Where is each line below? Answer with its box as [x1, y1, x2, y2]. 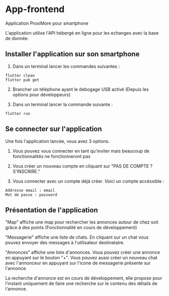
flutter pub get [5, 77, 39, 83]
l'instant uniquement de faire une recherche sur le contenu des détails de [5, 280, 158, 286]
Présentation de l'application [5, 205, 98, 214]
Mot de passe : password [5, 192, 58, 197]
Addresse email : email [5, 188, 55, 193]
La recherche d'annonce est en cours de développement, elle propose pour [5, 275, 162, 281]
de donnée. [5, 35, 29, 41]
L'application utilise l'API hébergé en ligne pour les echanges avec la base [5, 30, 159, 36]
